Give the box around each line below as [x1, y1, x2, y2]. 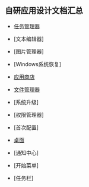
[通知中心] [13, 149, 39, 156]
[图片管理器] [13, 48, 44, 55]
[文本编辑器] [13, 35, 44, 42]
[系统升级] [13, 98, 39, 105]
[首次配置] [13, 124, 39, 131]
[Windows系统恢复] [13, 60, 62, 67]
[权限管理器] [13, 111, 44, 118]
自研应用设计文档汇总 [5, 5, 83, 16]
